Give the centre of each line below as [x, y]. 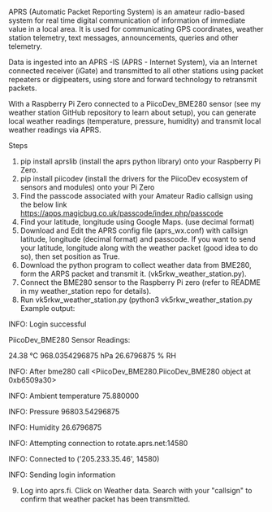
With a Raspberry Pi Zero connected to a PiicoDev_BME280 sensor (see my [135, 104]
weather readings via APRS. [55, 130]
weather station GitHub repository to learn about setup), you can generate [132, 112]
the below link [43, 204]
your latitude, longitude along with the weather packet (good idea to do [139, 248]
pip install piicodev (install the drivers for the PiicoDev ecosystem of [134, 179]
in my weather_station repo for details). [86, 291]
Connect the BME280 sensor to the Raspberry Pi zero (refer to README [140, 282]
